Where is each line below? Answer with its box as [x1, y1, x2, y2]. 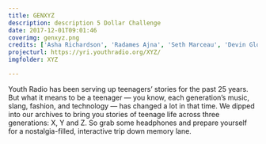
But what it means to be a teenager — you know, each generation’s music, [8, 93, 250, 102]
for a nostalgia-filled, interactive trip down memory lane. [8, 126, 192, 135]
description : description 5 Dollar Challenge [8, 19, 161, 27]
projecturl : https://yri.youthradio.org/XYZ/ [8, 48, 161, 56]
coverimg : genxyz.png [8, 33, 80, 42]
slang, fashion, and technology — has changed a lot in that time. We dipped [8, 100, 255, 111]
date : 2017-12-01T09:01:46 [8, 26, 97, 34]
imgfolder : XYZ [8, 56, 59, 64]
